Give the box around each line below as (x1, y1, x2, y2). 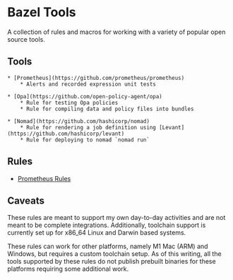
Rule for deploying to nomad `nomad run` (25, 136, 150, 144)
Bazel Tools (7, 4, 76, 21)
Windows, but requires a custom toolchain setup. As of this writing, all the (7, 250, 222, 258)
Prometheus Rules (17, 174, 71, 182)
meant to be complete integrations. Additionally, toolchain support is (7, 221, 206, 230)
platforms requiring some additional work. (7, 264, 129, 273)
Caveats (7, 194, 44, 206)
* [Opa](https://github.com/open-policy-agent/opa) (7, 93, 162, 100)
